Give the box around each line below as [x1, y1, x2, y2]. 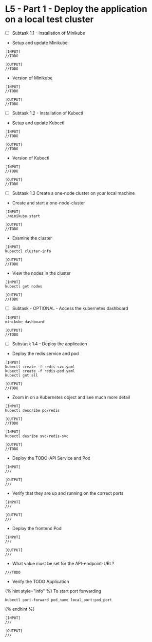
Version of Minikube [12, 75, 53, 81]
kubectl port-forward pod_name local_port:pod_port [5, 598, 112, 602]
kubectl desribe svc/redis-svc [5, 434, 69, 439]
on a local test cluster [5, 14, 94, 25]
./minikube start [5, 214, 40, 219]
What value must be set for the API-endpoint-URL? [12, 561, 114, 567]
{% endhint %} [5, 606, 35, 612]
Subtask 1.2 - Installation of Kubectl [12, 110, 84, 116]
